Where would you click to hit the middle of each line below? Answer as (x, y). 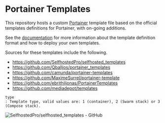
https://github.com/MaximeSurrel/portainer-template (66, 78)
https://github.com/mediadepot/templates (55, 88)
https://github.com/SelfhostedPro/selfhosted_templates (69, 62)
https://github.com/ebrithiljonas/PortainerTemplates (65, 83)
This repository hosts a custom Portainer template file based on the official (81, 23)
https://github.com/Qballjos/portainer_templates (61, 67)
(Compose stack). (23, 106)
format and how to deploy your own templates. (53, 42)
